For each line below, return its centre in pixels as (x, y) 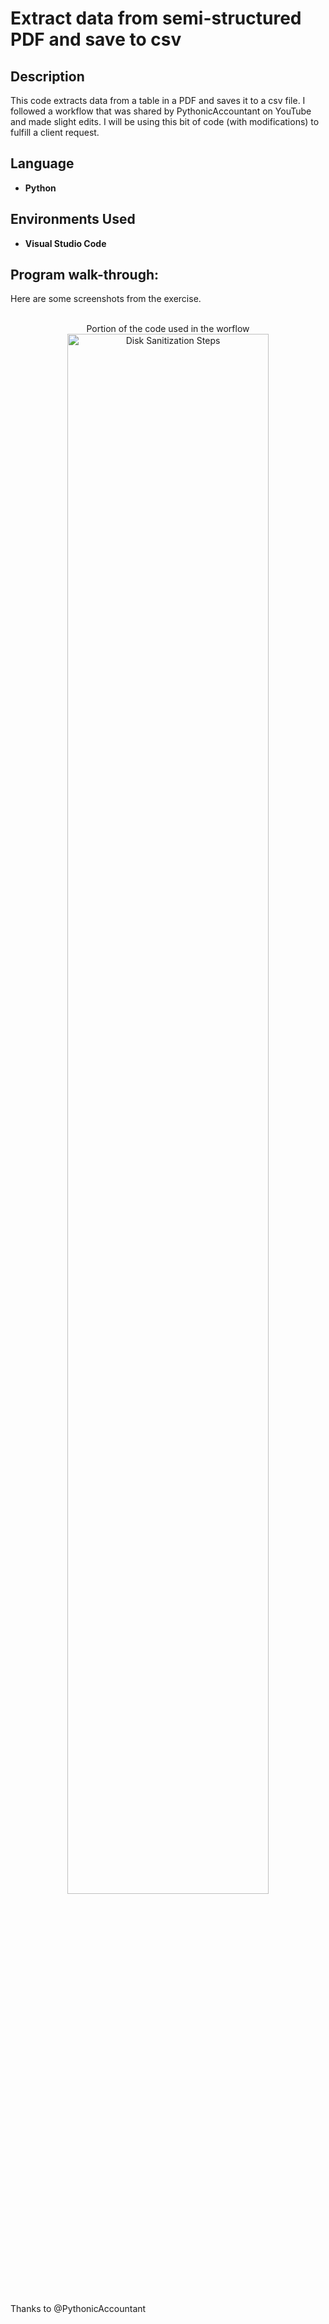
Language (42, 163)
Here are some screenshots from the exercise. (106, 299)
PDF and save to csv (96, 39)
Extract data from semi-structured (156, 18)
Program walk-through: (85, 275)
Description (47, 76)
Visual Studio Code (65, 243)
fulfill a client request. (55, 132)
